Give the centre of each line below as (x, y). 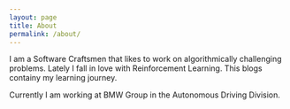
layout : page (33, 17)
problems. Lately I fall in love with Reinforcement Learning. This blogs (136, 68)
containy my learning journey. (63, 78)
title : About (33, 26)
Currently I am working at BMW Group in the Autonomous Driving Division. (145, 95)
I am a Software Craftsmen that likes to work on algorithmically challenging (145, 59)
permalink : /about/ (45, 34)
